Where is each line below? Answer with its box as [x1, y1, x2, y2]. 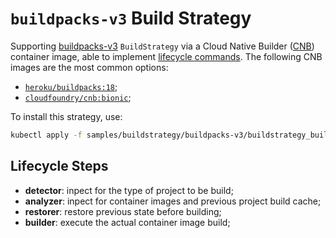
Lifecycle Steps [10, 158, 109, 175]
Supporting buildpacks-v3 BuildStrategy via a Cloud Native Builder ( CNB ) [10, 40, 315, 52]
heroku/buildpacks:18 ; [24, 80, 118, 92]
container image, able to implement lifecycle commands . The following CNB [10, 50, 323, 62]
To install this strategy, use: [10, 110, 123, 122]
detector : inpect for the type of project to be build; [24, 184, 234, 196]
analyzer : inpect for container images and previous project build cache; [24, 195, 322, 207]
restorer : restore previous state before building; [24, 205, 222, 217]
